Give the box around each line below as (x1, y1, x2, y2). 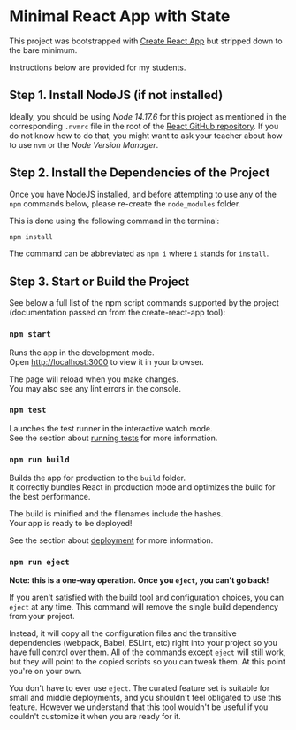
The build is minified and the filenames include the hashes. (9, 509, 224, 519)
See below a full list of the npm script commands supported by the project (9, 298, 280, 308)
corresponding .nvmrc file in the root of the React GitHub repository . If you (9, 120, 279, 131)
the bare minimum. (9, 44, 78, 55)
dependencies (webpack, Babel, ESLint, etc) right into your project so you (9, 638, 278, 648)
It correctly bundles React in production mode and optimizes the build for (9, 482, 276, 493)
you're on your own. (9, 666, 82, 677)
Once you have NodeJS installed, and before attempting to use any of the (9, 189, 277, 199)
